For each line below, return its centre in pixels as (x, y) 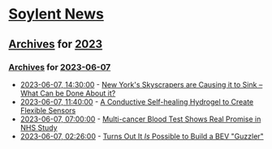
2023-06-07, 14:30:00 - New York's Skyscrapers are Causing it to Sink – (141, 84)
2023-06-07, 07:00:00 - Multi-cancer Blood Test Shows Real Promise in (140, 119)
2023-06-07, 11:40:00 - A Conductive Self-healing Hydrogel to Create (137, 101)
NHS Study (39, 127)
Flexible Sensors (48, 110)
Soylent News (56, 14)
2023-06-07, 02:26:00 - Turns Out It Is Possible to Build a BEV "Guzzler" (142, 136)
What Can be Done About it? (68, 93)
